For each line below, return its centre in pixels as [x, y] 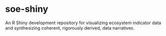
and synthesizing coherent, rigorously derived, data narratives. [70, 28]
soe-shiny [27, 9]
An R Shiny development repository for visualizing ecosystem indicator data [83, 23]
